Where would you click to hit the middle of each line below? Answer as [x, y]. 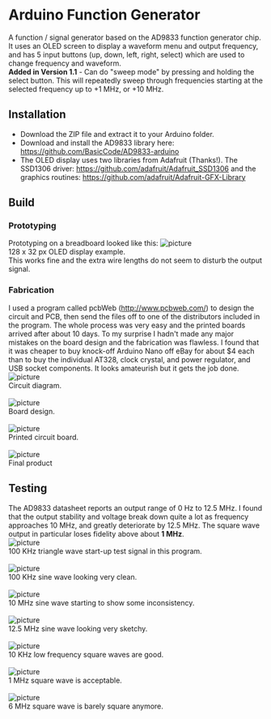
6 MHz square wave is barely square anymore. [86, 706]
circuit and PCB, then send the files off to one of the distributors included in [134, 316]
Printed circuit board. [44, 437]
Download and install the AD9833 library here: [97, 143]
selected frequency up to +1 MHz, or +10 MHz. [86, 89]
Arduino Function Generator [104, 15]
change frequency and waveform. [65, 63]
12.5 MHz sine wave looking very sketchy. [78, 628]
